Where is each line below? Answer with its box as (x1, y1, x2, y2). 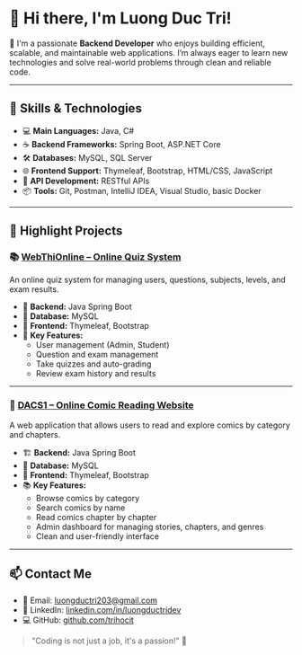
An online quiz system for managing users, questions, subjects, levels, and (9, 274, 286, 286)
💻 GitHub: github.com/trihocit (22, 615, 135, 625)
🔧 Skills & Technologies (9, 101, 142, 116)
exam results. (9, 284, 59, 295)
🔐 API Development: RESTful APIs (22, 175, 150, 186)
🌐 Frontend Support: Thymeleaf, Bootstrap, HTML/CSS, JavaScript (22, 165, 273, 176)
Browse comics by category (35, 492, 140, 503)
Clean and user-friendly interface (35, 530, 160, 542)
